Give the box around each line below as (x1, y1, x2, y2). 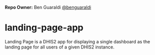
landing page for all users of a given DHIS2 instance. (5, 44, 114, 50)
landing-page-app (5, 22, 84, 33)
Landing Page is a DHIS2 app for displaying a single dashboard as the (5, 38, 150, 44)
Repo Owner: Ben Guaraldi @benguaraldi (5, 5, 92, 10)
